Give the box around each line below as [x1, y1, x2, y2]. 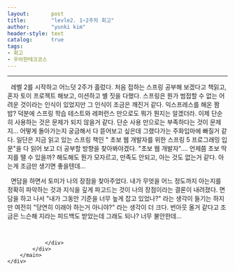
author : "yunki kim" [7, 23, 86, 30]
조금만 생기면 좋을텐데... [20, 161, 86, 170]
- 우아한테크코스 [7, 56, 48, 63]
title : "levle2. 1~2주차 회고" [7, 17, 115, 24]
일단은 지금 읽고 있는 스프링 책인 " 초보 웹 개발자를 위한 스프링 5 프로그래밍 [16, 135, 220, 144]
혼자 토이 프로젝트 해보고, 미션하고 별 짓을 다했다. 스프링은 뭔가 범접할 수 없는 [7, 91, 218, 100]
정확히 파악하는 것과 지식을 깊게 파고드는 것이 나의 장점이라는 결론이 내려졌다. [7, 185, 218, 194]
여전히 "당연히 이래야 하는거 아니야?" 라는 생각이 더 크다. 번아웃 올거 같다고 [14, 203, 219, 211]
